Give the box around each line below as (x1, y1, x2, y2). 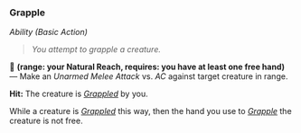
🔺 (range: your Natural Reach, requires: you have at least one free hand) (9, 61, 286, 73)
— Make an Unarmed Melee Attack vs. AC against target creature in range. (9, 71, 288, 82)
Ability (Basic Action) (9, 27, 89, 38)
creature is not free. (9, 115, 83, 127)
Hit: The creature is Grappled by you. (9, 88, 148, 100)
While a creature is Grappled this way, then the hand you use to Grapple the (9, 106, 292, 117)
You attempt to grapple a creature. (31, 44, 161, 55)
